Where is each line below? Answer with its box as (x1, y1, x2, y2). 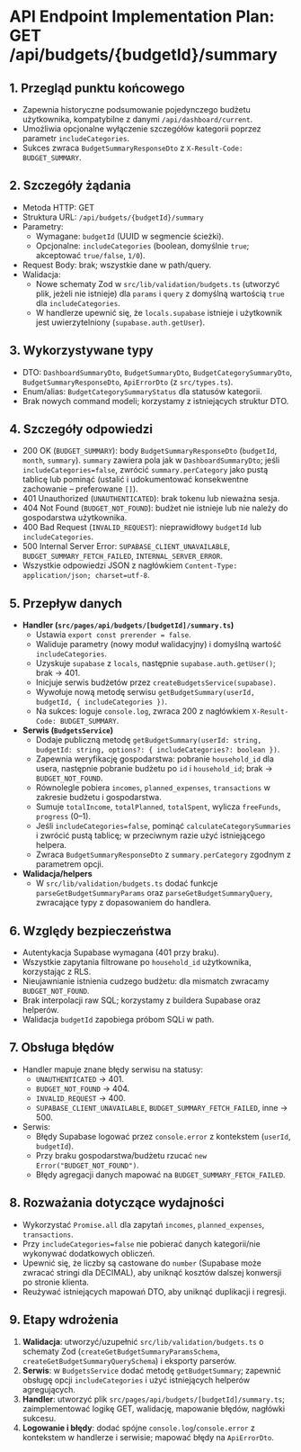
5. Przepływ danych (9, 596, 123, 611)
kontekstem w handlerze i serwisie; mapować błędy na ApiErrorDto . (22, 1431, 274, 1442)
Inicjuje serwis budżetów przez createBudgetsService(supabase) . (35, 677, 277, 688)
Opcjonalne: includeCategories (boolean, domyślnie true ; (35, 240, 250, 251)
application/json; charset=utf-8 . (22, 570, 150, 581)
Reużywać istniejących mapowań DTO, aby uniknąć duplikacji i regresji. (22, 1285, 288, 1297)
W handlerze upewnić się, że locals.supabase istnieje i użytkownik (35, 307, 283, 318)
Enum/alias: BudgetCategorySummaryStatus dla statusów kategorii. (22, 385, 262, 397)
